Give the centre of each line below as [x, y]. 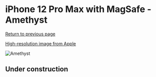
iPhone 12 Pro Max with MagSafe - [78, 9]
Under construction [37, 69]
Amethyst [27, 20]
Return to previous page [30, 34]
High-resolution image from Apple [41, 43]
